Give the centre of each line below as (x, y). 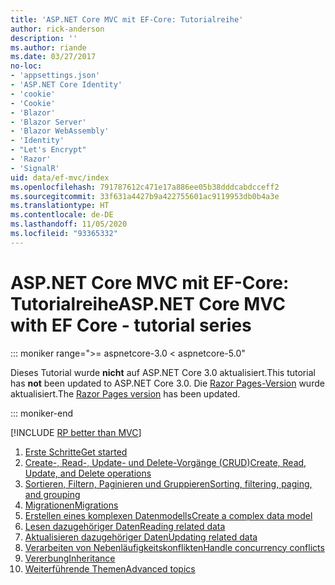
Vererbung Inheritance (70, 558)
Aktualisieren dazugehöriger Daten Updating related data (141, 537)
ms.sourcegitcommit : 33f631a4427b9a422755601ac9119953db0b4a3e (145, 196)
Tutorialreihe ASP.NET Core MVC (148, 303)
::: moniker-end (42, 413)
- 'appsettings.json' (55, 76)
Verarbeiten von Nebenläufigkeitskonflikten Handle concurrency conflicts (174, 547)
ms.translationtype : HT (60, 206)
